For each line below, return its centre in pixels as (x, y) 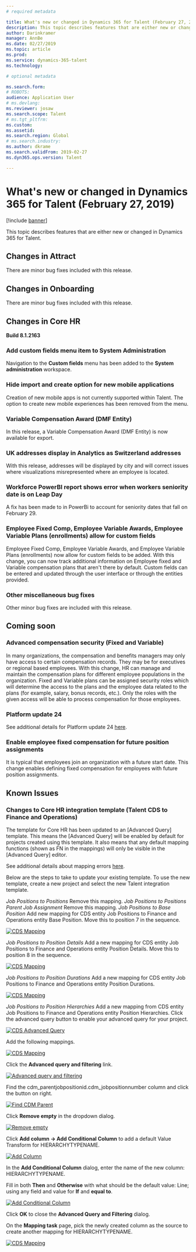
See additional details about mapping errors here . (66, 866)
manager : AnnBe (24, 39)
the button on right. (29, 1093)
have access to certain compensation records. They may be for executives (96, 662)
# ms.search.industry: (34, 141)
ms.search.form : (26, 87)
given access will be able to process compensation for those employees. (93, 699)
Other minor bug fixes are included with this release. (69, 608)
